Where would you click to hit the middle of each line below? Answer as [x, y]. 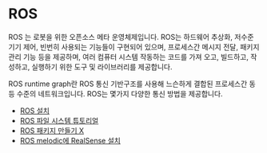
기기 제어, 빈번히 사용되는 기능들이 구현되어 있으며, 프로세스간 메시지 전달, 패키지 [134, 47]
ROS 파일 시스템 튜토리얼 [59, 120]
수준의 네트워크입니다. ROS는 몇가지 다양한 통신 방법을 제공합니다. [120, 93]
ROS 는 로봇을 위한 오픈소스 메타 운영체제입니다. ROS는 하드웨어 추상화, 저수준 [131, 37]
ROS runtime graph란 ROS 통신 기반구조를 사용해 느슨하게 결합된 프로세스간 [128, 84]
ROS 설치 [35, 110]
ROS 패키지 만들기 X [52, 130]
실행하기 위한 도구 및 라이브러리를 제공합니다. [102, 67]
